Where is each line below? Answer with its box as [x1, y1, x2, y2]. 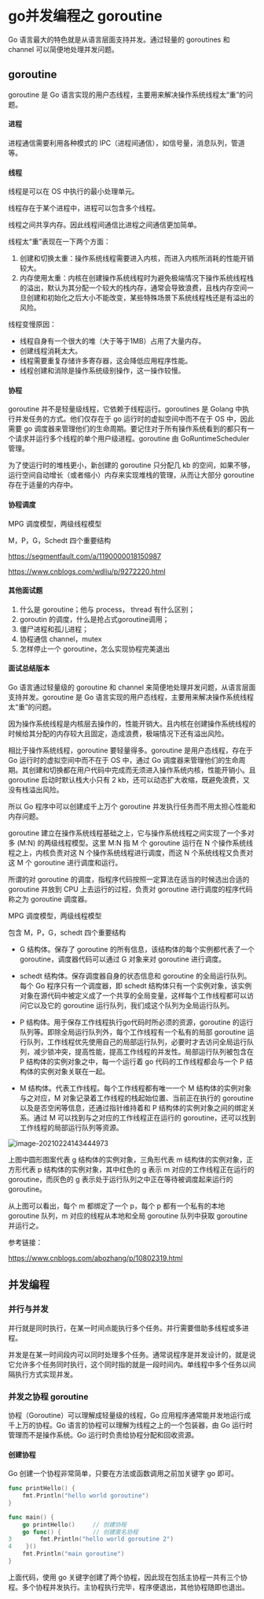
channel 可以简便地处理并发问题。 [8, 44, 119, 54]
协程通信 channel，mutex [19, 634, 102, 643]
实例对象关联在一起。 [40, 1066, 110, 1076]
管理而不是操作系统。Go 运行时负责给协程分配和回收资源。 [8, 1430, 199, 1439]
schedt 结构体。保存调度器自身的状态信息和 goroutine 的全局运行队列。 [19, 971, 251, 980]
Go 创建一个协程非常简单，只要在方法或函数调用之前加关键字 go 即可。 [8, 1469, 238, 1478]
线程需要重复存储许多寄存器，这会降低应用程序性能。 [19, 356, 192, 366]
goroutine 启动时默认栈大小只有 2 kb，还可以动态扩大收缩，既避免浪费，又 [8, 775, 250, 784]
